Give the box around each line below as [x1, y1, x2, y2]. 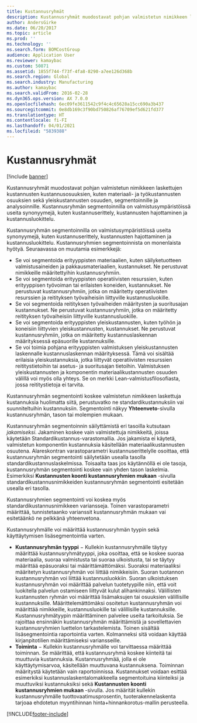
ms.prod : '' [6, 36, 36, 42]
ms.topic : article [6, 30, 51, 36]
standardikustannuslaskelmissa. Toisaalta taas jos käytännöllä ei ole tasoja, [6, 460, 188, 467]
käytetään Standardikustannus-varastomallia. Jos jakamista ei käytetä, [6, 434, 177, 442]
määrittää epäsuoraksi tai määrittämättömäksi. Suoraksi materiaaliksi [15, 562, 181, 569]
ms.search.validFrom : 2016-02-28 [6, 90, 88, 96]
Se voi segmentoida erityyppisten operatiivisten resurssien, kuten [15, 275, 173, 282]
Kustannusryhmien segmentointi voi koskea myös [6, 496, 126, 503]
